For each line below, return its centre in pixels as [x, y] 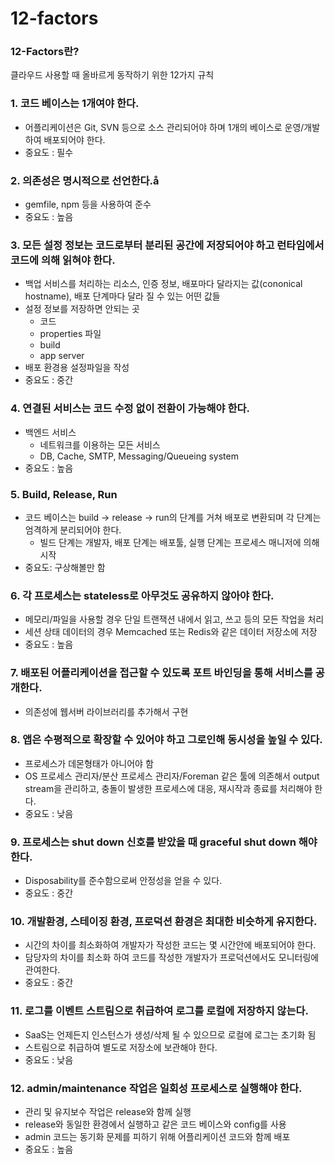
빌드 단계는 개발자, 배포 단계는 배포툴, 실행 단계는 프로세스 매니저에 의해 [179, 542]
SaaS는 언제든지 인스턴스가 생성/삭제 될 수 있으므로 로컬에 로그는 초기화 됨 [170, 1034]
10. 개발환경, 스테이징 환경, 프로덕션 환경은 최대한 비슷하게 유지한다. [164, 922]
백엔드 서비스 [50, 432]
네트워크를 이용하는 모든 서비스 [100, 444]
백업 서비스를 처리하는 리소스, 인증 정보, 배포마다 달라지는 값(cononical [163, 284]
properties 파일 [70, 334]
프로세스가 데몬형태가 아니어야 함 [89, 763]
